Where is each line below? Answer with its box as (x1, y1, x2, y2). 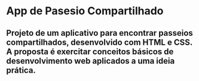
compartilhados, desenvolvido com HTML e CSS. (6, 37, 193, 47)
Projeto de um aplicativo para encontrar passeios (6, 28, 193, 38)
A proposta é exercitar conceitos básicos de (6, 46, 174, 57)
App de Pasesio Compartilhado (6, 4, 164, 18)
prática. (6, 65, 36, 75)
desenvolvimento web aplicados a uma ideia (6, 55, 175, 66)
